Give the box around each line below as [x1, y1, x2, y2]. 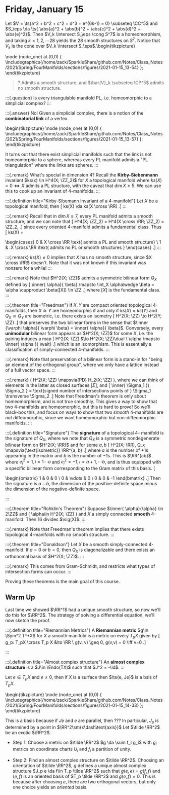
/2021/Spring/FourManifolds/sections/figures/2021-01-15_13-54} [5, 64, 139, 70]
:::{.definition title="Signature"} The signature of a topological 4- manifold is [5, 429, 164, 436]
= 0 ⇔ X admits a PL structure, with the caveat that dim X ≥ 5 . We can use [5, 183, 161, 189]
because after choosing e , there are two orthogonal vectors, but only [12, 778, 156, 784]
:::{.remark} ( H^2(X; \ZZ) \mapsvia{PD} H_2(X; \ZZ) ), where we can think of [5, 377, 164, 383]
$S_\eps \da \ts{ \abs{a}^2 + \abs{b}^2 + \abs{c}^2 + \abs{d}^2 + [5, 25, 141, 31]
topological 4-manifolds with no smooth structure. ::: [5, 531, 115, 538]
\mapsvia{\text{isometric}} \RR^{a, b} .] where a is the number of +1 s [5, 447, 149, 453]
